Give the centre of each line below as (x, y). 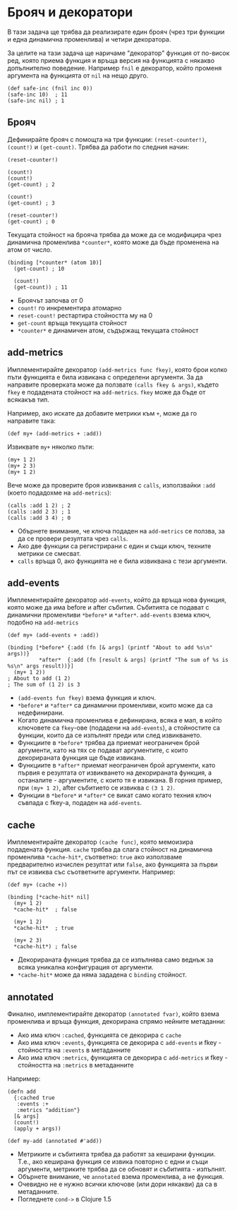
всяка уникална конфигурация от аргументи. (85, 967)
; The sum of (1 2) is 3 (44, 685)
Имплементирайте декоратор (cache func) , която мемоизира (101, 842)
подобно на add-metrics (43, 622)
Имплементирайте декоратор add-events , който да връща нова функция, (117, 600)
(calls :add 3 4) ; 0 (39, 518)
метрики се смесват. (49, 553)
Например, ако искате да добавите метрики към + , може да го (102, 413)
